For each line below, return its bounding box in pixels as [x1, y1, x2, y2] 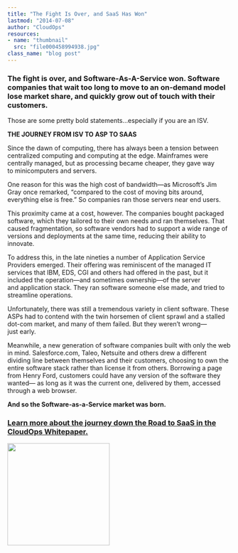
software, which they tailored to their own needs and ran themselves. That [7, 217, 225, 225]
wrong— [182, 320, 207, 328]
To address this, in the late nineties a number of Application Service [7, 253, 205, 262]
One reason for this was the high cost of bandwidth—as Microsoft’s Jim [7, 181, 217, 189]
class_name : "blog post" [7, 50, 81, 58]
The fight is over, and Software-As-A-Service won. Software [7, 73, 220, 83]
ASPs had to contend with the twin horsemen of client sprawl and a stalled [7, 312, 225, 321]
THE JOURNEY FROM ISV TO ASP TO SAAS [7, 130, 137, 139]
